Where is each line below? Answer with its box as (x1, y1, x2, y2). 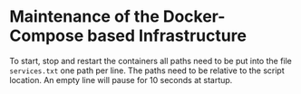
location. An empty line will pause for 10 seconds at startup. (9, 74, 233, 85)
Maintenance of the (9, 6, 160, 27)
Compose (9, 25, 84, 46)
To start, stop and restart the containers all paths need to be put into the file (9, 55, 293, 66)
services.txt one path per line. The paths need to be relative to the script (9, 65, 286, 76)
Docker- (162, 6, 226, 27)
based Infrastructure (87, 25, 248, 46)
